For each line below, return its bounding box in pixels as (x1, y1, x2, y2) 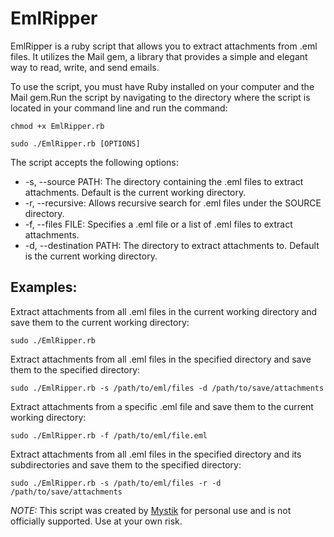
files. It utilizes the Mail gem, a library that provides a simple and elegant (10, 50, 308, 62)
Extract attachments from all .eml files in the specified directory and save (10, 353, 312, 365)
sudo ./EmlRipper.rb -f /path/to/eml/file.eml (10, 430, 208, 441)
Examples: (10, 279, 78, 296)
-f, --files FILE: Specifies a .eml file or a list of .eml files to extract (24, 218, 293, 230)
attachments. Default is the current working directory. (24, 186, 247, 198)
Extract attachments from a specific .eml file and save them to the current (10, 400, 314, 412)
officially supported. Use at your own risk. (10, 515, 183, 527)
